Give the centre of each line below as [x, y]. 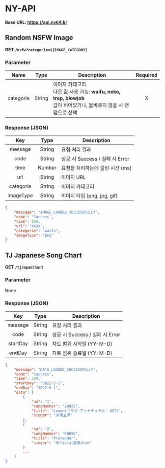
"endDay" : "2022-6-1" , [37, 388]
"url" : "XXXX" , [29, 226]
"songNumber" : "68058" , [55, 434]
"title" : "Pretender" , [55, 438]
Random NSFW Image [39, 38]
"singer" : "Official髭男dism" [61, 443]
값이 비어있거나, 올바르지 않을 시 [88, 105]
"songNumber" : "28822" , [55, 406]
